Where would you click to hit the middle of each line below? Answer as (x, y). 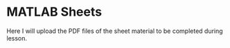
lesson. (17, 38)
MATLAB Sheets (54, 12)
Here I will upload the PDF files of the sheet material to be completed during (115, 31)
